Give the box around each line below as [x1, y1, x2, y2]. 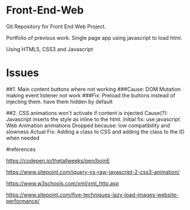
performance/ [6, 197, 40, 204]
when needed [6, 134, 40, 141]
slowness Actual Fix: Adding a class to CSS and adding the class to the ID [6, 128, 185, 135]
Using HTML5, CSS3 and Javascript [6, 45, 93, 53]
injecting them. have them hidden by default [6, 98, 113, 105]
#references [6, 145, 36, 153]
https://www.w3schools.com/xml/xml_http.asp [6, 179, 119, 187]
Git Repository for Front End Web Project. [6, 23, 106, 30]
